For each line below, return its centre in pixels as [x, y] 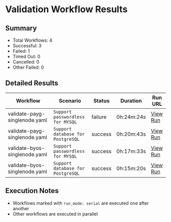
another [21, 208]
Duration [131, 101]
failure [99, 117]
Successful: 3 [27, 46]
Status [102, 101]
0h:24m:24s [131, 117]
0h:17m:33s [131, 151]
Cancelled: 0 [26, 62]
